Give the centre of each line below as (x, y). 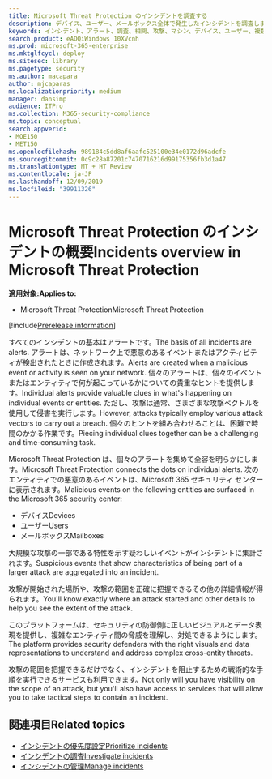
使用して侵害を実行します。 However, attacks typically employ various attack (136, 413)
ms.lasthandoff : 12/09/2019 (56, 182)
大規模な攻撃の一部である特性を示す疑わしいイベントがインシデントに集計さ (136, 553)
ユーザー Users (44, 525)
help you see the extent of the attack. (71, 608)
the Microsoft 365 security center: (66, 499)
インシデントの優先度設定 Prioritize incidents (94, 746)
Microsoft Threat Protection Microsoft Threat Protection (112, 310)
